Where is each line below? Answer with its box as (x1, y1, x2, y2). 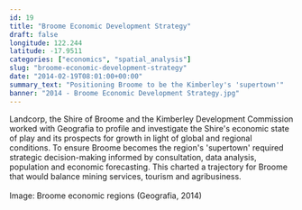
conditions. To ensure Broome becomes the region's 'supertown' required (9, 142, 284, 153)
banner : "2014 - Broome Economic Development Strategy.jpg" (9, 88, 241, 97)
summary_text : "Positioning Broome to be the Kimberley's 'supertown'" (9, 80, 284, 89)
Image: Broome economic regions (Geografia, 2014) (9, 190, 203, 201)
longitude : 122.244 (9, 38, 83, 48)
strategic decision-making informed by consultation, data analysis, (9, 151, 257, 162)
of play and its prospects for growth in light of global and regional (9, 132, 252, 143)
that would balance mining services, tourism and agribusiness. (9, 170, 242, 181)
